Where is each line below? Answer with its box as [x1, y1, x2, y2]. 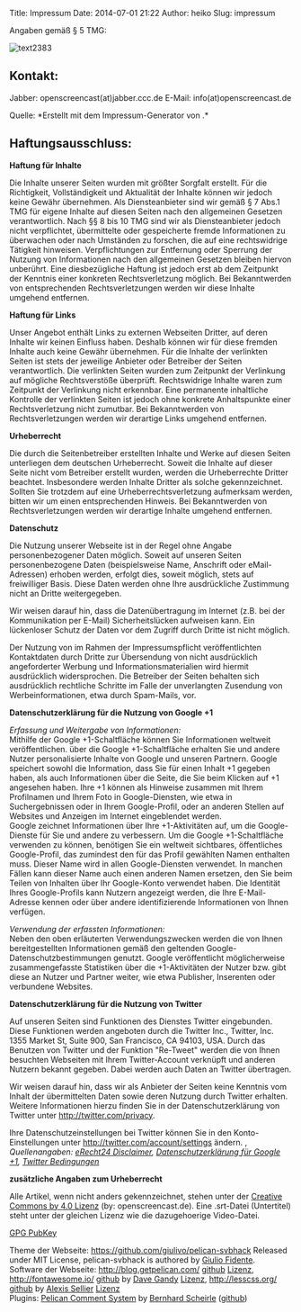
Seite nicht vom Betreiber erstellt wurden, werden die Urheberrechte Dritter [9, 467, 289, 478]
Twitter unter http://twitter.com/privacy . [9, 1110, 155, 1120]
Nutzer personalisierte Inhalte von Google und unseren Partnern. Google [9, 753, 278, 764]
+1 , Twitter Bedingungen [9, 1155, 100, 1166]
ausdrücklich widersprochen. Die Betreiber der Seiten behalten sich [9, 670, 260, 681]
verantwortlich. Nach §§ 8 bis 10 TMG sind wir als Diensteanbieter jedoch [9, 215, 281, 226]
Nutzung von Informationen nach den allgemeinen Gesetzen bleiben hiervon [9, 254, 292, 265]
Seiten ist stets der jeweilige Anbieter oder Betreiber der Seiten [9, 355, 243, 366]
